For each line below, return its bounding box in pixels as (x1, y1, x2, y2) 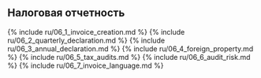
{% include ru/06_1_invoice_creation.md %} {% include (7, 27, 185, 36)
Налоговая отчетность (7, 6, 125, 20)
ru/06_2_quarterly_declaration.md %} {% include (7, 35, 166, 45)
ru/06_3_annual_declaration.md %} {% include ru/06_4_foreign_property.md (7, 43, 254, 54)
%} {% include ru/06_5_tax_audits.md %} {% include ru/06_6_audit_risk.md (7, 52, 251, 61)
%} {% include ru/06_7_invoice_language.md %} (7, 61, 164, 70)
